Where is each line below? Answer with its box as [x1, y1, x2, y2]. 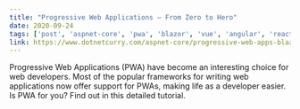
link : [9, 37, 29, 47]
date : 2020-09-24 [9, 21, 74, 30]
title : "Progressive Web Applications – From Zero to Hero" [9, 12, 238, 22]
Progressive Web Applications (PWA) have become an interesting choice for [9, 62, 289, 73]
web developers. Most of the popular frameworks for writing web [9, 72, 249, 82]
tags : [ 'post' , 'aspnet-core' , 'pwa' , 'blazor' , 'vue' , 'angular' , [9, 29, 266, 38]
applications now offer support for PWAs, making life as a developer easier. [9, 81, 287, 91]
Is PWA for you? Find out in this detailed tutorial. [9, 90, 186, 101]
